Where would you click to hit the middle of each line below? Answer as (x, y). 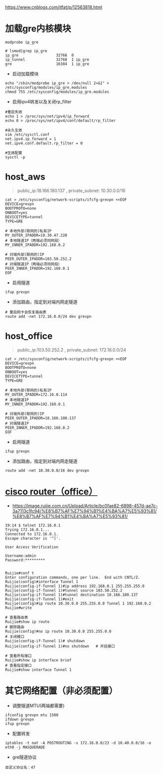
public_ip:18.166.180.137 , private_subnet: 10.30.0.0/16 (71, 190)
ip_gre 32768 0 (40, 55)
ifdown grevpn (20, 719)
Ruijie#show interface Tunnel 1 (38, 670)
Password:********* (25, 560)
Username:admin (21, 556)
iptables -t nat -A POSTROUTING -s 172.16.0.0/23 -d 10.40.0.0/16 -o (78, 743)
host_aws (25, 177)
